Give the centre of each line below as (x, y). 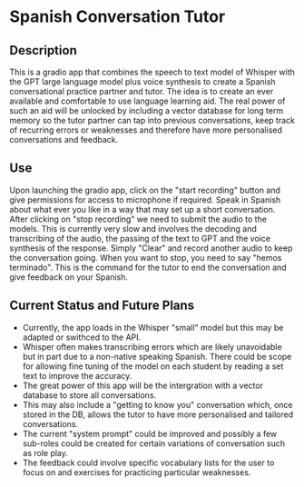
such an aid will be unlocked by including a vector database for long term (147, 110)
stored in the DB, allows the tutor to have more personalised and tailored (158, 414)
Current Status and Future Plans (102, 306)
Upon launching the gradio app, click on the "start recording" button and (145, 190)
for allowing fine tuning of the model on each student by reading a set (153, 366)
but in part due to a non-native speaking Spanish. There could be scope (157, 356)
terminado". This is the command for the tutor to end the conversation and (148, 267)
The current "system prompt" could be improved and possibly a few (150, 433)
